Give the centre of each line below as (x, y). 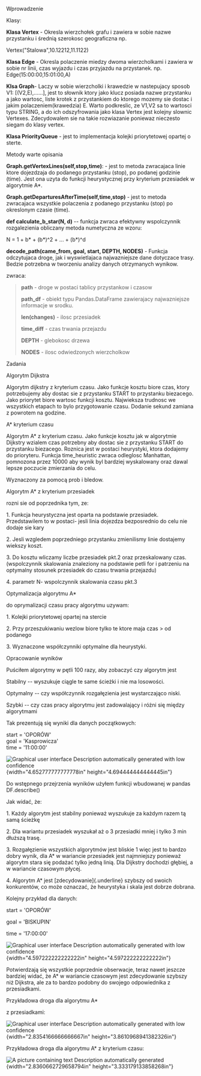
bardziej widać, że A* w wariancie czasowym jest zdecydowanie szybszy (97, 976)
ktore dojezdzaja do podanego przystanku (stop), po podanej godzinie (93, 172)
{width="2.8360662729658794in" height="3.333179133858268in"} (90, 1066)
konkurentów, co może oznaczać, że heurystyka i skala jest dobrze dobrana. (101, 887)
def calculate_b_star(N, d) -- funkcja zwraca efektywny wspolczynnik (94, 221)
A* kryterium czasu (30, 424)
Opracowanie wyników (34, 658)
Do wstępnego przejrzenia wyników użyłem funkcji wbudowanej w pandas (98, 784)
